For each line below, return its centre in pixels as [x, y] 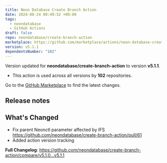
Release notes [28, 100]
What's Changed [32, 118]
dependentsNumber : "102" [31, 51]
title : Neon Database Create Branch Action [51, 10]
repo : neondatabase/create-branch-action [49, 38]
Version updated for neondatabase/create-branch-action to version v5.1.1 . [83, 66]
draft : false [19, 33]
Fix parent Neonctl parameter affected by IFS [59, 130]
